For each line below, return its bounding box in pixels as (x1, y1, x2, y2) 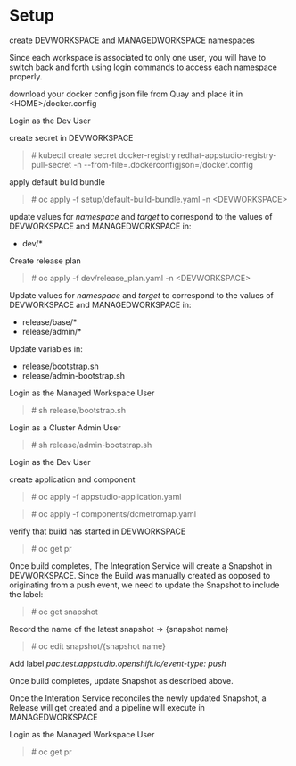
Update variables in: (9, 343, 83, 354)
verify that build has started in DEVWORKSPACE (9, 526, 186, 537)
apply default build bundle (9, 176, 105, 187)
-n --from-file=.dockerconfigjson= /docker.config (73, 159, 254, 170)
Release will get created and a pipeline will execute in (9, 702, 205, 712)
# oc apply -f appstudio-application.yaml (30, 491, 182, 502)
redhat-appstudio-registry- (177, 149, 277, 161)
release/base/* (21, 316, 78, 327)
